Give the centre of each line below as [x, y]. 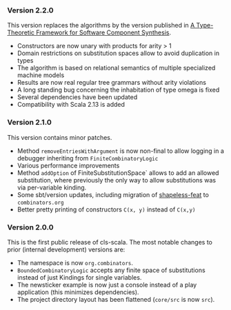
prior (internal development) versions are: [66, 249]
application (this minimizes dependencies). [78, 292]
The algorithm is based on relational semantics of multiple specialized [116, 68]
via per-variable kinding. [52, 187]
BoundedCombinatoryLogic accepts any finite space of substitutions [111, 270]
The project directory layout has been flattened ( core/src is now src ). [116, 299]
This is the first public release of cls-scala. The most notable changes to [110, 242]
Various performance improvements [68, 165]
